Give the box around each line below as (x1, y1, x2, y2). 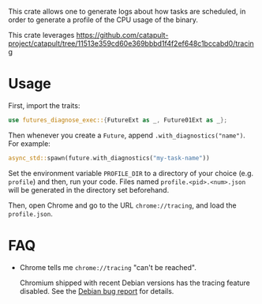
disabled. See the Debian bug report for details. (19, 286, 174, 295)
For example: (8, 138, 51, 148)
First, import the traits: (8, 100, 80, 110)
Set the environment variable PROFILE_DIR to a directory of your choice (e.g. (8, 168, 254, 178)
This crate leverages (8, 31, 75, 39)
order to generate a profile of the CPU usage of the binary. (8, 15, 199, 24)
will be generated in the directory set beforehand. (8, 185, 170, 194)
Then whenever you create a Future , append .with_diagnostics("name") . (8, 130, 246, 140)
